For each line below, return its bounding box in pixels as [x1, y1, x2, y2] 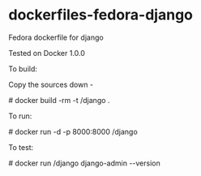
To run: [8, 111, 32, 121]
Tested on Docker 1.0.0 [8, 48, 85, 58]
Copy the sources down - [8, 79, 94, 89]
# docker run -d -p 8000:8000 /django [8, 127, 138, 136]
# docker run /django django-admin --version [8, 158, 160, 168]
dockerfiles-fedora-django [8, 6, 193, 24]
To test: [8, 142, 34, 152]
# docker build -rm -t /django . [8, 95, 110, 105]
